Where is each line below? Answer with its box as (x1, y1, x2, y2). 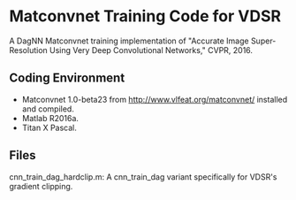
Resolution (9, 44, 49, 55)
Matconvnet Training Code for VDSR (9, 6, 281, 27)
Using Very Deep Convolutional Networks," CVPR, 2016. (49, 44, 254, 55)
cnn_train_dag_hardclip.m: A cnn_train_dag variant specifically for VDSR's (9, 171, 277, 182)
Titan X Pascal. (21, 122, 78, 133)
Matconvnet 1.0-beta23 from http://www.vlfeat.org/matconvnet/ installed (21, 94, 288, 104)
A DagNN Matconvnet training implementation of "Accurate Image (9, 35, 249, 46)
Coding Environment (9, 71, 125, 86)
